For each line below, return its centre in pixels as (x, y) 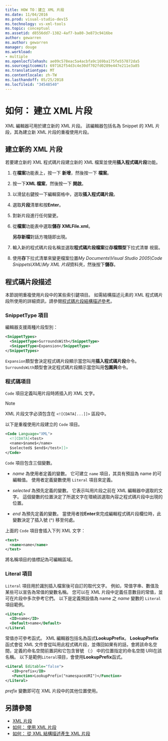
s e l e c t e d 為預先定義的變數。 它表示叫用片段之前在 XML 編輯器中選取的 (85, 490)
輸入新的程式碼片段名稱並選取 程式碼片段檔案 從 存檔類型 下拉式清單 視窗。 (87, 248)
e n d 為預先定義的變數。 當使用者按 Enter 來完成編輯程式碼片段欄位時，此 (87, 513)
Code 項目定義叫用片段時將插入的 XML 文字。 (51, 393)
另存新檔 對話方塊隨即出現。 (41, 237)
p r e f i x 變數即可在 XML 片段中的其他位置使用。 (53, 691)
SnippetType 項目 (27, 316)
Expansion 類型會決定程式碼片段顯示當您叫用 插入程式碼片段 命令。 (72, 361)
